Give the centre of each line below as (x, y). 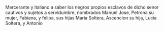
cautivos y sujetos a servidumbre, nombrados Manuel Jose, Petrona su (79, 12)
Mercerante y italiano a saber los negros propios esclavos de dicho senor (82, 7)
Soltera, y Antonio (24, 23)
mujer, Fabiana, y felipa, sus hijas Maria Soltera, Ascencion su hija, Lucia (81, 18)
